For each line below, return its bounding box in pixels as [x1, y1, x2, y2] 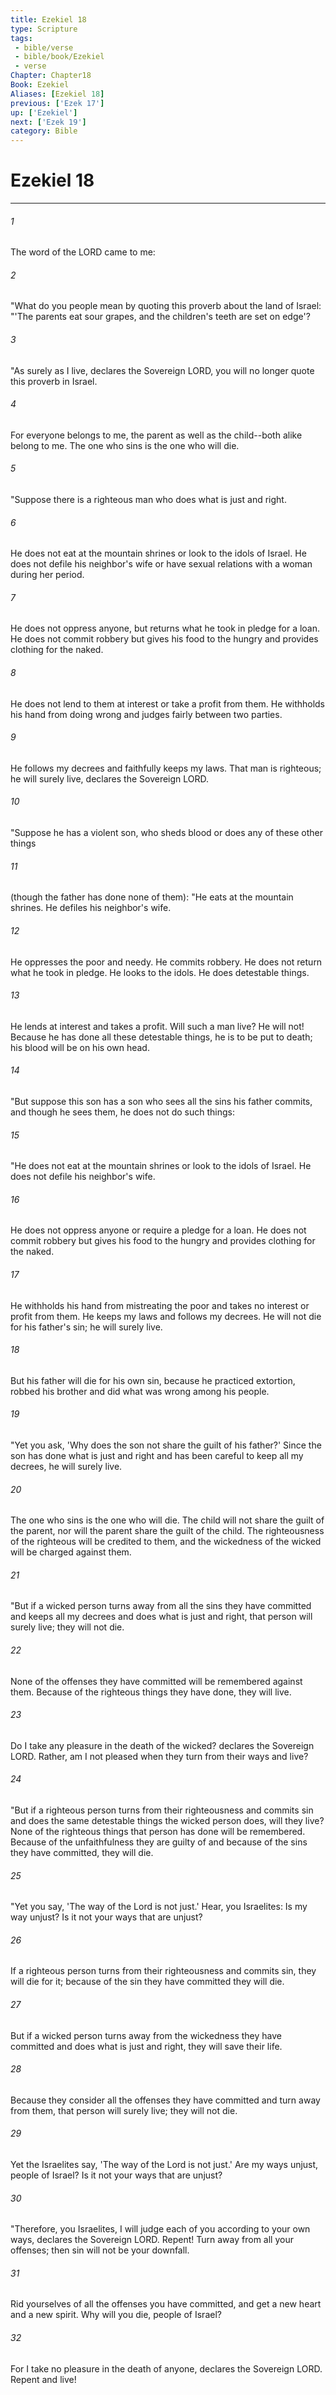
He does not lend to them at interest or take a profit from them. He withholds [10, 697, 326, 710]
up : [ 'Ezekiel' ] [10, 107, 78, 118]
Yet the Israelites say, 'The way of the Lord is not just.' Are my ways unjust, [10, 2158, 319, 2170]
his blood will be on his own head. [10, 1041, 150, 1053]
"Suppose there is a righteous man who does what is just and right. [10, 494, 287, 506]
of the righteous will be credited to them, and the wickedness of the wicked [10, 1536, 322, 1548]
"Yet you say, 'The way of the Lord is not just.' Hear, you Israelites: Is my [10, 1901, 308, 1913]
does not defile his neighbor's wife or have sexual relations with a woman [10, 558, 313, 570]
